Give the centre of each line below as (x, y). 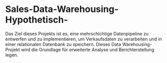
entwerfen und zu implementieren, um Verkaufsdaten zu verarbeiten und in (83, 39)
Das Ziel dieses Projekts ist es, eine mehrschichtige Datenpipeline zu (77, 33)
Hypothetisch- (37, 20)
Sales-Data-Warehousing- (62, 9)
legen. (12, 55)
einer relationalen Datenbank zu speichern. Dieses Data (63, 44)
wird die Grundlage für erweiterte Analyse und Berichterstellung (88, 49)
